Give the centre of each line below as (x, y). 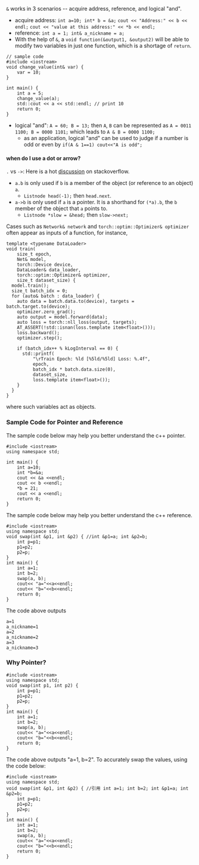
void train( (21, 249)
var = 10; (29, 72)
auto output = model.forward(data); (63, 317)
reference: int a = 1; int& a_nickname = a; (70, 33)
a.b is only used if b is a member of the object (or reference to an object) (104, 183)
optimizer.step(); (40, 338)
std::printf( (38, 354)
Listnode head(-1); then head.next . (68, 196)
